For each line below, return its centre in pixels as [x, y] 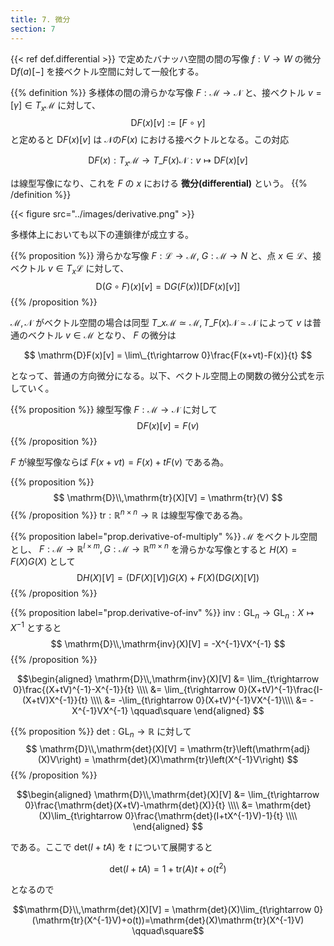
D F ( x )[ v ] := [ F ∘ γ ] [168, 123]
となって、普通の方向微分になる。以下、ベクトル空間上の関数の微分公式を [163, 375]
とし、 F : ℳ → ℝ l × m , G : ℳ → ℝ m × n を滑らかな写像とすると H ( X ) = [154, 548]
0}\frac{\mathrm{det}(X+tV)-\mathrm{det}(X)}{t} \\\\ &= [138, 805]
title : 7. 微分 [40, 19]
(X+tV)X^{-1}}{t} [55, 700]
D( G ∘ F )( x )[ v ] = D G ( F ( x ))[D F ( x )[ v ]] [168, 286]
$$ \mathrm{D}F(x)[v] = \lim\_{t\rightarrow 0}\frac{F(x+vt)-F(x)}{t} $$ [168, 355]
